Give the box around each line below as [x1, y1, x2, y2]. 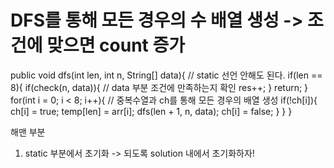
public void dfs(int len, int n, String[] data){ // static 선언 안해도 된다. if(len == [10, 69, 323, 81]
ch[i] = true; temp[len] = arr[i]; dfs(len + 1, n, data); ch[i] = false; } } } [10, 105, 293, 117]
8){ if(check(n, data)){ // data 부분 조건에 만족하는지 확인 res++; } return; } [10, 81, 309, 93]
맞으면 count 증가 [46, 34, 185, 57]
